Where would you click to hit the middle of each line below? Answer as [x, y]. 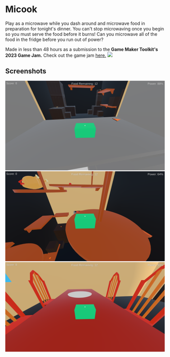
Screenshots [26, 71]
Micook [21, 9]
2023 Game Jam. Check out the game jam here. [56, 55]
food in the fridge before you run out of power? [54, 39]
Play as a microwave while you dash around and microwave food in [75, 23]
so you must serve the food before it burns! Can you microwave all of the [81, 34]
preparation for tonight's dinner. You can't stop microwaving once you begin [85, 28]
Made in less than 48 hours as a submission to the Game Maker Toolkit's [82, 49]
